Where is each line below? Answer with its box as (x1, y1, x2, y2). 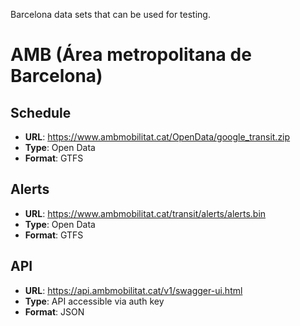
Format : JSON (24, 305, 85, 318)
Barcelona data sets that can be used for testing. (10, 9, 211, 20)
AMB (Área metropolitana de (10, 44, 252, 66)
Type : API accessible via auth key (24, 295, 165, 307)
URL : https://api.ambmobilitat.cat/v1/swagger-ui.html (24, 284, 243, 296)
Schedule (10, 104, 72, 121)
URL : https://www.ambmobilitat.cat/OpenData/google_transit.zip (24, 131, 291, 143)
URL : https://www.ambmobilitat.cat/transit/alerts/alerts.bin (24, 207, 267, 219)
